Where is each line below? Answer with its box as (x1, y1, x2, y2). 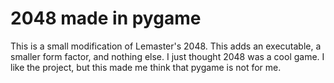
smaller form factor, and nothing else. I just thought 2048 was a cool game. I (10, 50, 325, 62)
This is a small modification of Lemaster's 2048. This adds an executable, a (10, 40, 322, 52)
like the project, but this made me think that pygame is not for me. (10, 61, 282, 73)
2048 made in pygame (10, 7, 202, 30)
